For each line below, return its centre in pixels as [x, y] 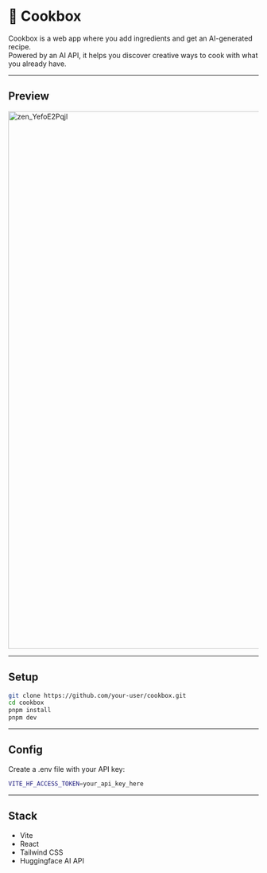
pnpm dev [23, 718]
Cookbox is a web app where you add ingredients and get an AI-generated [130, 38]
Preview [29, 96]
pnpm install [30, 711]
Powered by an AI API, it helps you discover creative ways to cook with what [133, 55]
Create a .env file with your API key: [67, 769]
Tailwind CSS [41, 852]
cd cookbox [26, 703]
